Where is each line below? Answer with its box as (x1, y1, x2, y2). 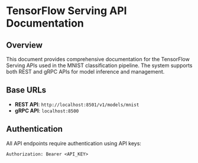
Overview (6, 40, 43, 50)
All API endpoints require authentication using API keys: (6, 139, 142, 147)
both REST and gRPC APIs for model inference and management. (6, 68, 165, 75)
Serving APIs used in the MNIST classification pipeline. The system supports (6, 62, 193, 69)
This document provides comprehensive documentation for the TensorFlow (6, 56, 190, 62)
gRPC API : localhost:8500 (14, 107, 79, 114)
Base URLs (6, 85, 47, 95)
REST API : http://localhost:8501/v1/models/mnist (14, 101, 139, 108)
